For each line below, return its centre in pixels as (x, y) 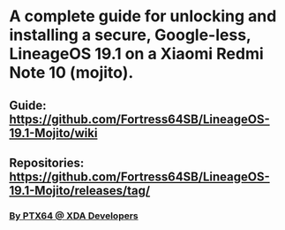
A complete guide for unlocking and (143, 16)
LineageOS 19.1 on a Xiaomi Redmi (137, 54)
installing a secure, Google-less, (130, 35)
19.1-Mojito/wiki (53, 133)
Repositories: (47, 162)
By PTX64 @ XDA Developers (74, 216)
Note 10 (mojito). (71, 73)
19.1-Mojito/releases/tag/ (80, 191)
